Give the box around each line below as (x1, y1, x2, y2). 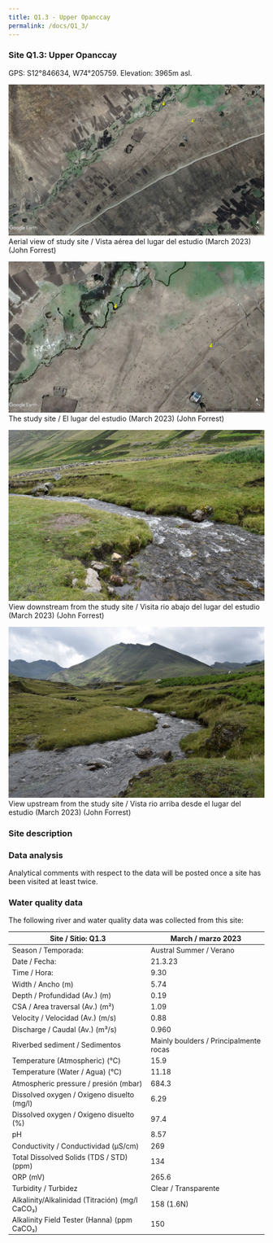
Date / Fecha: (11, 956, 57, 966)
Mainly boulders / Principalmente (150, 1035, 262, 1045)
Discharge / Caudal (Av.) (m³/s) (11, 1024, 118, 1034)
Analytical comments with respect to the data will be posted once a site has (8, 868, 262, 878)
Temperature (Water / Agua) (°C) (11, 1067, 122, 1077)
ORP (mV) (11, 1172, 45, 1182)
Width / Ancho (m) (11, 979, 74, 989)
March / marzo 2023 (170, 933, 242, 943)
